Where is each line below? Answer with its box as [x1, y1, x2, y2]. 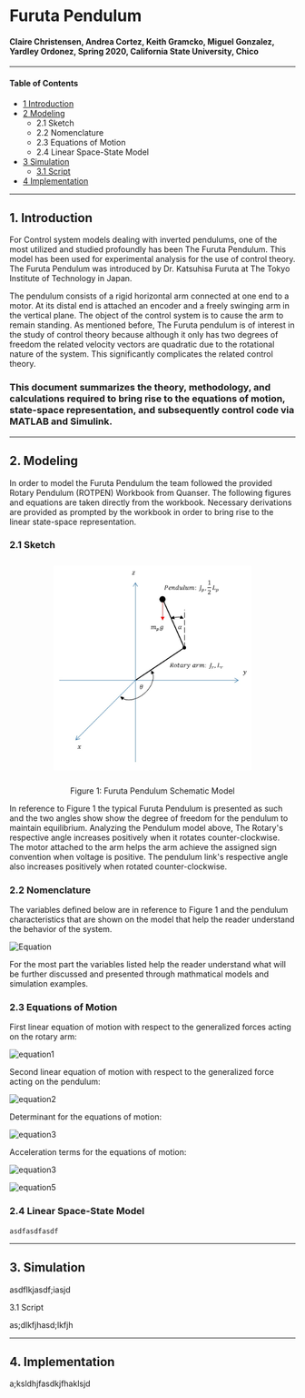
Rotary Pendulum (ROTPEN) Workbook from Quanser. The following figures [9, 487, 292, 498]
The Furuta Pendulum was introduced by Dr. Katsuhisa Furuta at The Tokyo [9, 263, 290, 274]
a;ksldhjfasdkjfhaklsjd [9, 1378, 91, 1389]
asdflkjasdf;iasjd [9, 1284, 71, 1295]
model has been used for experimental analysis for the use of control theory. [9, 254, 296, 265]
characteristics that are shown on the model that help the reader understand [9, 914, 295, 925]
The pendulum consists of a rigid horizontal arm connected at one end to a [9, 290, 290, 301]
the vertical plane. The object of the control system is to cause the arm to [9, 310, 284, 321]
